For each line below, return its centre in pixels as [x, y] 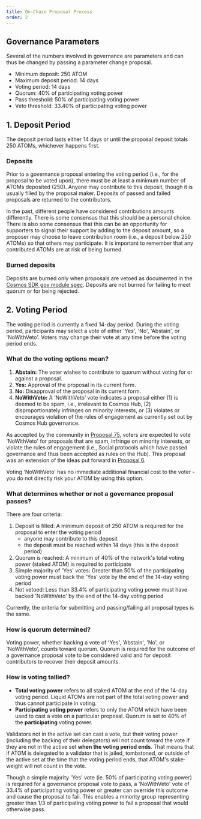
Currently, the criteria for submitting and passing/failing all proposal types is [100, 608]
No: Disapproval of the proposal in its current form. [78, 391]
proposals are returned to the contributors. [59, 200]
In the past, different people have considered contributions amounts [90, 211]
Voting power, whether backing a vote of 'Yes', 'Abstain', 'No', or [85, 643]
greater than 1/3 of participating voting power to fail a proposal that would [97, 803]
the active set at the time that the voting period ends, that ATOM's [88, 759]
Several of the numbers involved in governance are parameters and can [95, 56]
